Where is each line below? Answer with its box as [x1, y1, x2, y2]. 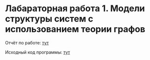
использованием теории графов [5, 24, 146, 35]
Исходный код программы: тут [5, 49, 70, 55]
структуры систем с [5, 13, 93, 24]
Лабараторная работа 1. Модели [5, 3, 145, 14]
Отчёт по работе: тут [5, 40, 49, 45]
